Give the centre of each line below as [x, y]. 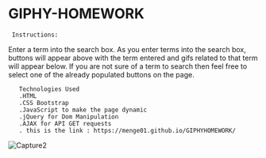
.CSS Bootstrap [44, 103]
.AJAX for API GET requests [65, 123]
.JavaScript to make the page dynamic [83, 110]
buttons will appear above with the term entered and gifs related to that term [133, 58]
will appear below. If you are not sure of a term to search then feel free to [128, 66]
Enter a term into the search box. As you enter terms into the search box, [127, 49]
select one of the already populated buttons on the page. [101, 74]
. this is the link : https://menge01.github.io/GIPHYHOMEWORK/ [127, 130]
